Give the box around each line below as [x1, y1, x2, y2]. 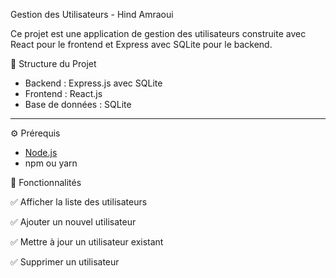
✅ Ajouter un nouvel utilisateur [10, 216, 137, 228]
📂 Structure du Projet [10, 58, 97, 69]
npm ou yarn [24, 157, 78, 169]
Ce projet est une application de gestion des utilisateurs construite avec [10, 28, 307, 39]
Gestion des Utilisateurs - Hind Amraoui [10, 9, 174, 20]
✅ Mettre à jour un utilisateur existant [10, 236, 164, 248]
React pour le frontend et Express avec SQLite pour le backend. [10, 39, 273, 50]
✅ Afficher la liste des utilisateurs [10, 196, 148, 208]
